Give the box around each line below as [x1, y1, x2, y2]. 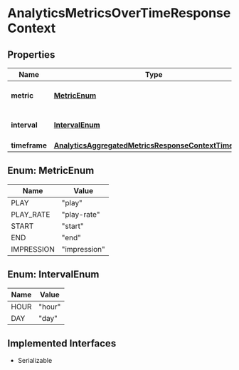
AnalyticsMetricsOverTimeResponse [7, 5, 231, 21]
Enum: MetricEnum [7, 165, 95, 177]
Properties [7, 48, 55, 61]
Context [7, 20, 56, 36]
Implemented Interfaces [7, 337, 117, 350]
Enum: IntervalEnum [7, 269, 100, 281]
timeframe [11, 140, 48, 150]
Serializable [17, 356, 53, 365]
